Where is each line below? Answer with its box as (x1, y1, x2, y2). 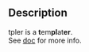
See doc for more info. (8, 35, 82, 45)
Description (8, 6, 68, 20)
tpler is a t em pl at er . (8, 27, 73, 36)
